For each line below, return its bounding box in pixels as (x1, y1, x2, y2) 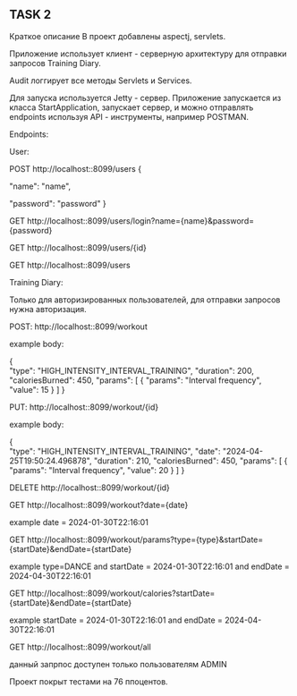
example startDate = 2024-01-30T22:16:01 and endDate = (9, 615, 224, 625)
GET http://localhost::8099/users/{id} (9, 242, 148, 253)
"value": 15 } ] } (9, 384, 65, 395)
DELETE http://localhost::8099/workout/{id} (9, 482, 170, 493)
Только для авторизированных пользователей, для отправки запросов (9, 294, 281, 305)
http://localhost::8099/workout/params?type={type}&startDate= (26, 534, 264, 545)
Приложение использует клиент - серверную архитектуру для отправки (9, 48, 287, 59)
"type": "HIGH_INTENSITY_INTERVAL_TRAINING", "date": (9, 446, 221, 456)
